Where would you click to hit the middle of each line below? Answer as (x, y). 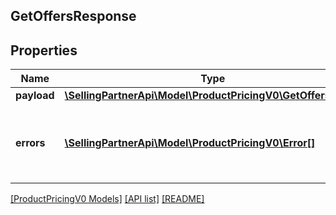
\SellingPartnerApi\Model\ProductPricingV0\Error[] (190, 143)
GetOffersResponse (73, 16)
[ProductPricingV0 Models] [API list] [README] (107, 199)
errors (30, 143)
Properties (44, 50)
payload (35, 96)
